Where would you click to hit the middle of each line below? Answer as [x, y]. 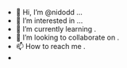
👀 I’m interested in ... [49, 21]
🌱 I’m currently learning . [56, 29]
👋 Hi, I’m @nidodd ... [49, 12]
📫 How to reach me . [50, 46]
